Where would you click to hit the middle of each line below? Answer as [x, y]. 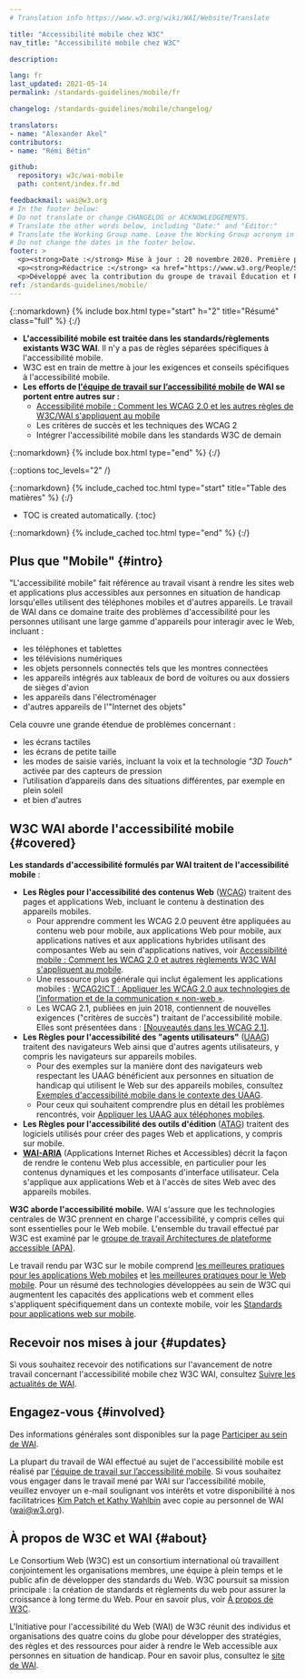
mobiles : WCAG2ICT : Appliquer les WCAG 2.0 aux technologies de [163, 989]
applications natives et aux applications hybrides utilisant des [151, 940]
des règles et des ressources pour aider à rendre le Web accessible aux [144, 1645]
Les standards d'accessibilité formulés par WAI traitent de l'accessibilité [149, 865]
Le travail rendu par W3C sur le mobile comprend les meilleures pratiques [147, 1266]
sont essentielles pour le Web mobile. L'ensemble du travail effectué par [144, 1229]
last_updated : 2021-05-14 [58, 84]
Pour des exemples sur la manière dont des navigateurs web [149, 1066]
